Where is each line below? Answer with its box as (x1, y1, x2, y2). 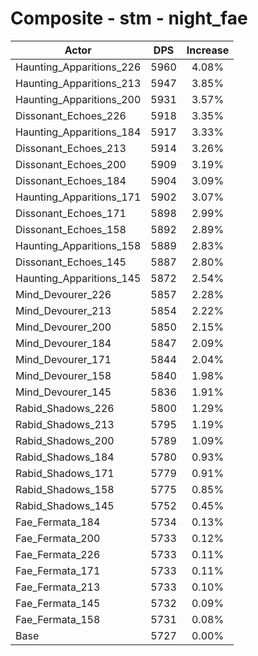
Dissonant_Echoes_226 (15, 108, 127, 122)
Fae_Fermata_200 (15, 531, 101, 545)
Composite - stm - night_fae (10, 7, 248, 30)
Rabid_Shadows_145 (15, 498, 115, 512)
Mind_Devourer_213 (15, 303, 112, 317)
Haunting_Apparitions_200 (15, 92, 142, 106)
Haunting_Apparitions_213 (15, 76, 142, 90)
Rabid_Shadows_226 (15, 401, 115, 415)
